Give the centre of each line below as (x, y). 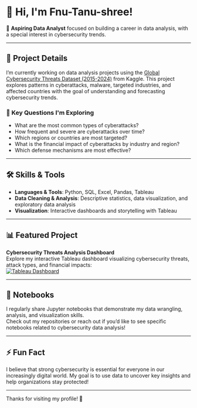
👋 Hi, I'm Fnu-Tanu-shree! (69, 12)
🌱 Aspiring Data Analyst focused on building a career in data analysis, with (97, 28)
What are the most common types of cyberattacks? (77, 125)
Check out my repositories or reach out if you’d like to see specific (86, 321)
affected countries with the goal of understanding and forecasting (86, 91)
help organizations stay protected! (47, 382)
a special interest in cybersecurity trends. (56, 34)
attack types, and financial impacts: (49, 265)
